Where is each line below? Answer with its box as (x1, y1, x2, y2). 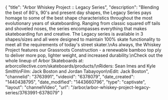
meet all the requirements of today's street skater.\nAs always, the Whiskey (5, 42, 161, 47)
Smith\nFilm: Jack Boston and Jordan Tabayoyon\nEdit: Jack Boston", (5, 68, 149, 74)
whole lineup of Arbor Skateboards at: (5, 58, 84, 63)
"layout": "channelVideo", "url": (5, 84, 70, 90)
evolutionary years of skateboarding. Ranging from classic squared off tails (5, 20, 160, 26)
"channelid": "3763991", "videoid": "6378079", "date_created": (5, 74, 135, 79)
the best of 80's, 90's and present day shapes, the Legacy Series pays (5, 10, 151, 16)
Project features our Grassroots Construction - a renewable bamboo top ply (5, 47, 161, 53)
